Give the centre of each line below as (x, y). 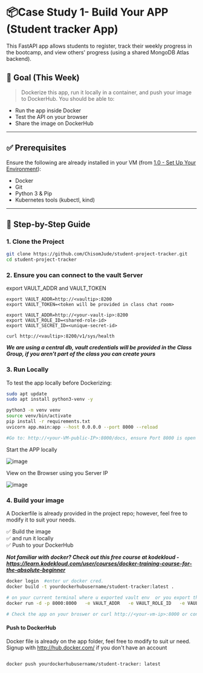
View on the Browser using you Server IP (57, 473)
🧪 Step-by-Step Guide (48, 224)
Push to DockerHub (31, 627)
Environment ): (24, 169)
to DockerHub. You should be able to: (68, 98)
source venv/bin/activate (39, 416)
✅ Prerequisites (36, 148)
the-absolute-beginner (36, 570)
